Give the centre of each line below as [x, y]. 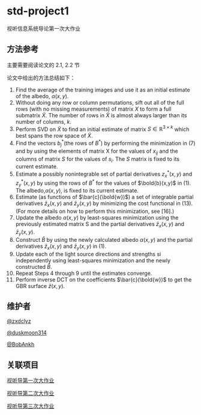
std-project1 [38, 11]
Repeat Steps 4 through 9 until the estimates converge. [84, 273]
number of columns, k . [43, 121]
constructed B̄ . [34, 266]
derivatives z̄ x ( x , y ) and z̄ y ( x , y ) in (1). [61, 247]
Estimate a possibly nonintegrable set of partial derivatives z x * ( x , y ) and [104, 174]
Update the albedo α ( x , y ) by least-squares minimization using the [97, 218]
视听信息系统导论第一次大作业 [43, 28]
